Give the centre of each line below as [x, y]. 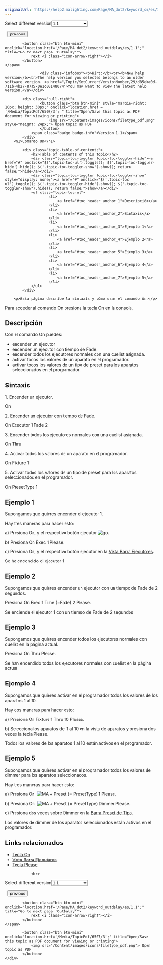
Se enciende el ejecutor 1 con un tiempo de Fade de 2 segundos [69, 612]
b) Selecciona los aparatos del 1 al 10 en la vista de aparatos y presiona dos [81, 728]
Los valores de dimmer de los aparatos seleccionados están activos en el [78, 823]
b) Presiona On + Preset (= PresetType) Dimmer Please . [68, 804]
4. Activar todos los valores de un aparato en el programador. [66, 454]
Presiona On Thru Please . [31, 653]
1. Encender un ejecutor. [29, 397]
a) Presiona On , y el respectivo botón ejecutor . [57, 533]
